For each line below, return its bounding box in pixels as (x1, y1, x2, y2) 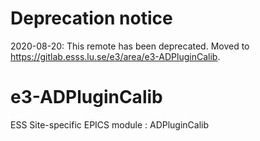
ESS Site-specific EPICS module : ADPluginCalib (10, 118, 210, 131)
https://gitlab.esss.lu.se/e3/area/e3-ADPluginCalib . (10, 50, 221, 62)
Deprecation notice (10, 7, 173, 30)
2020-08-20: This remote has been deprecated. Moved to (10, 40, 250, 52)
